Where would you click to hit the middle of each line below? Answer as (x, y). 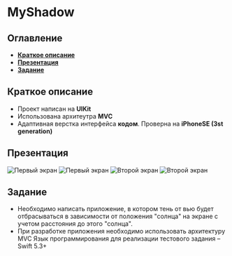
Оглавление (35, 38)
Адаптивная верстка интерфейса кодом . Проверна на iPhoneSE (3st (120, 123)
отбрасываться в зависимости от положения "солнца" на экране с (118, 216)
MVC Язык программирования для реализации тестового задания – (119, 238)
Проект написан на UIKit (54, 109)
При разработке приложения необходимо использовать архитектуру (121, 231)
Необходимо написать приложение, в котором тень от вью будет (116, 209)
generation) (35, 131)
